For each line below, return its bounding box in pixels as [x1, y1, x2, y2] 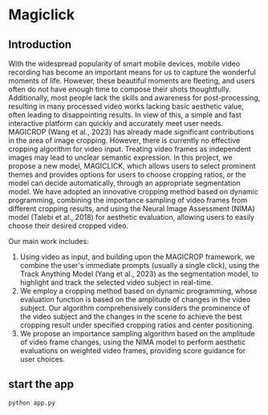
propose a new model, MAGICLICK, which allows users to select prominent [8, 161, 256, 170]
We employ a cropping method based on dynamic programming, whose [19, 287, 258, 295]
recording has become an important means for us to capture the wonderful [8, 67, 257, 77]
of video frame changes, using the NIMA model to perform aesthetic [19, 337, 246, 347]
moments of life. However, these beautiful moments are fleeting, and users [8, 76, 255, 85]
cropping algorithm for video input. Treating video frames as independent [8, 144, 251, 153]
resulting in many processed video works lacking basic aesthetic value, [8, 102, 245, 111]
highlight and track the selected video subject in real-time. [19, 278, 213, 287]
